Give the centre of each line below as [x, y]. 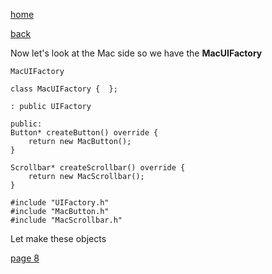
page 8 [25, 258]
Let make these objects [58, 238]
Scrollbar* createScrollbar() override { [98, 168]
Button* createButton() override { [84, 133]
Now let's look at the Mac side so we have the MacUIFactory [136, 53]
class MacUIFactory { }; [64, 89]
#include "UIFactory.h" [60, 203]
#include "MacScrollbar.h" [66, 220]
